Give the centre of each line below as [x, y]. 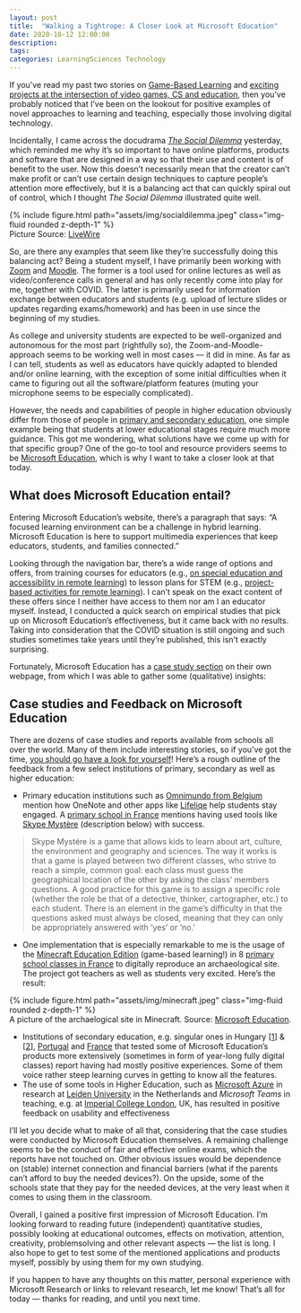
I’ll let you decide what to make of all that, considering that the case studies [149, 1130]
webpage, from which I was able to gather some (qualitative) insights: [138, 676]
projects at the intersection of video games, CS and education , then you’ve [148, 94]
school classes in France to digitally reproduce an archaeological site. [151, 963]
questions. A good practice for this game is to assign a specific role [155, 888]
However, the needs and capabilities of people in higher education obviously [150, 410]
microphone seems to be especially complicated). [101, 393]
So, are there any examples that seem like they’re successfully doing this [144, 251]
